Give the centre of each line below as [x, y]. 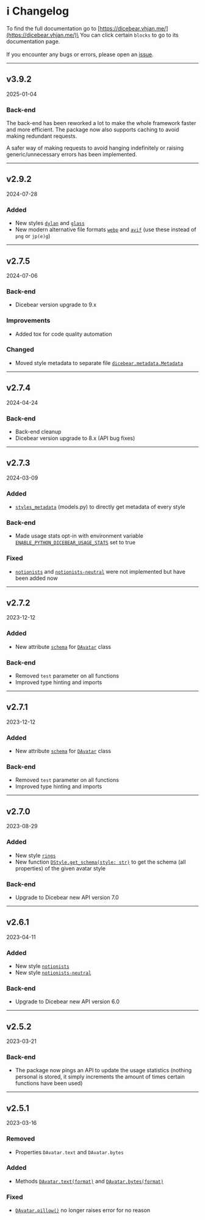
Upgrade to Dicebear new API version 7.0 [67, 897]
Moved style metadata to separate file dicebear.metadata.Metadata [99, 363]
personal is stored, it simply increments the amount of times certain [100, 1077]
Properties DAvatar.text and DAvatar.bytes [69, 1152]
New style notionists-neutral [53, 973]
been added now [36, 578]
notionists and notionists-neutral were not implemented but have [100, 571]
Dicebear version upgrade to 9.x [56, 305]
